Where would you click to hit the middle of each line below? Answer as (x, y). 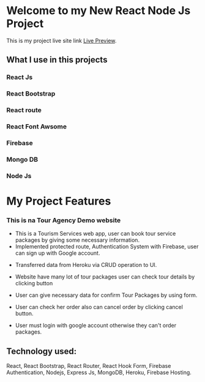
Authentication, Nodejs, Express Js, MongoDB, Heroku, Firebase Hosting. (99, 373)
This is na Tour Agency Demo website (64, 220)
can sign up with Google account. (58, 253)
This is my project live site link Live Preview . (61, 40)
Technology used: (42, 351)
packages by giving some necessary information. (77, 240)
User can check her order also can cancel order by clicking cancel (99, 307)
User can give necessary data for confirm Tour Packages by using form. (106, 295)
